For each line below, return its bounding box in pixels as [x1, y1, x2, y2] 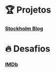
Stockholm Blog [5, 25, 43, 32]
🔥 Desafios [5, 43, 50, 54]
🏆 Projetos [5, 4, 51, 16]
